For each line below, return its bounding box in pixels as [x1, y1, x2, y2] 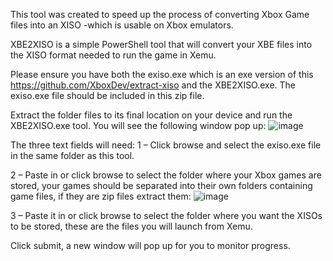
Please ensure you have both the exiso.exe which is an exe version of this [10, 69, 314, 80]
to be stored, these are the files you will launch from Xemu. [10, 220, 253, 232]
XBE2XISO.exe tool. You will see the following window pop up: [10, 120, 267, 131]
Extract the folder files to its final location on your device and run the [10, 109, 293, 121]
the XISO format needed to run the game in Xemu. [10, 49, 217, 61]
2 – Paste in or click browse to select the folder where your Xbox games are [10, 169, 322, 181]
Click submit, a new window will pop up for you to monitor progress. [10, 240, 291, 251]
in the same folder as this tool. [10, 150, 135, 161]
